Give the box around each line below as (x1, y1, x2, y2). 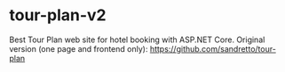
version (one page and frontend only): (9, 43, 148, 54)
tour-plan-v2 (9, 5, 107, 25)
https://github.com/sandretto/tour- (149, 43, 277, 54)
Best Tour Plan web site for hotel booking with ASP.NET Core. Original (9, 34, 265, 45)
